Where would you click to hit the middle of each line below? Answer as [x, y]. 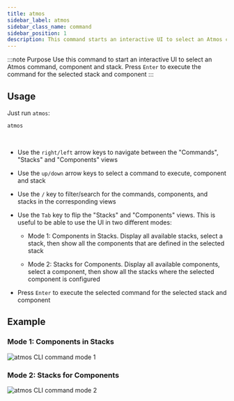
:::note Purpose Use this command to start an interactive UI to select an [110, 59]
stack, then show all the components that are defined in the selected [126, 243]
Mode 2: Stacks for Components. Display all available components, [124, 264]
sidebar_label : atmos [39, 20]
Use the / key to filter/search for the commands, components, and [112, 194]
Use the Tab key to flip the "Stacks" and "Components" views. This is [116, 215]
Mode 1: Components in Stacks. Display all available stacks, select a [125, 236]
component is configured [64, 279]
